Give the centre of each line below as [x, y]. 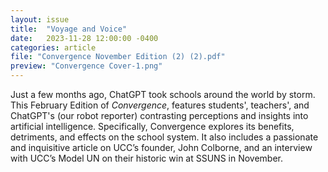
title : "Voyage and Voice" [69, 29]
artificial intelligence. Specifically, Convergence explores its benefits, [152, 126]
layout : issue [40, 19]
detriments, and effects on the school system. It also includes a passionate [164, 137]
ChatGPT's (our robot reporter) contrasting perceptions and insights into [159, 115]
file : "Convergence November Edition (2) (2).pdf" [118, 57]
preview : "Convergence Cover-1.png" [86, 66]
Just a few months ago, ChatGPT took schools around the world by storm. [163, 94]
